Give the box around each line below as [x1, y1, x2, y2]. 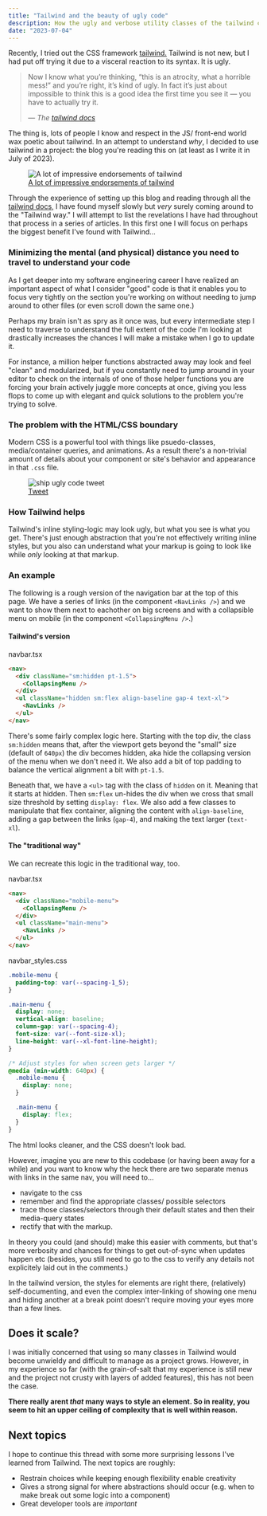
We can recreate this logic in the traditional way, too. [8, 858, 180, 868]
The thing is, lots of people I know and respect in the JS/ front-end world [8, 128, 247, 138]
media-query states [19, 1213, 85, 1223]
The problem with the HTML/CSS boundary [8, 419, 179, 430]
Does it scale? [8, 1326, 79, 1340]
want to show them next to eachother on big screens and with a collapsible [8, 605, 254, 615]
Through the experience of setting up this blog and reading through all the [8, 193, 251, 203]
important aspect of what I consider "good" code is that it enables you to [8, 284, 247, 293]
